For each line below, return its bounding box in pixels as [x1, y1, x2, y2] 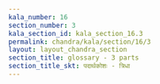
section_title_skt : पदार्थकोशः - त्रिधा [8, 62, 131, 71]
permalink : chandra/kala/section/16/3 [8, 37, 151, 46]
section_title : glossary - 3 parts [8, 53, 140, 62]
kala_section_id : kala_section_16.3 [8, 29, 143, 38]
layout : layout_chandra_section [8, 45, 127, 54]
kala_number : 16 [8, 12, 68, 22]
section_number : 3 [8, 21, 76, 30]
